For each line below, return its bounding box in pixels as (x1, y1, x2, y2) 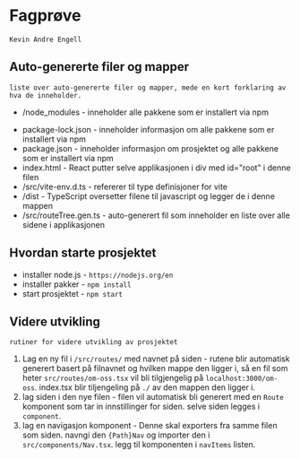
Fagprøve (9, 5, 81, 26)
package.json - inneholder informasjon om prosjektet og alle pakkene (21, 143, 279, 153)
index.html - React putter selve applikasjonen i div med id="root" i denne (21, 162, 291, 173)
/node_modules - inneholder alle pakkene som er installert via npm (21, 107, 269, 117)
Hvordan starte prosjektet (9, 246, 157, 261)
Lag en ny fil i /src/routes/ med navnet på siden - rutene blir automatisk (21, 353, 290, 364)
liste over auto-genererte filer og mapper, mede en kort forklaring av (9, 82, 287, 92)
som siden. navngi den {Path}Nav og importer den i (21, 429, 210, 440)
